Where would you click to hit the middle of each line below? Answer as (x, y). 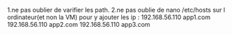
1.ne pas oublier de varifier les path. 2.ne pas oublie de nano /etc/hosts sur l (116, 10)
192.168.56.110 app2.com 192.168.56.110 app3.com (79, 24)
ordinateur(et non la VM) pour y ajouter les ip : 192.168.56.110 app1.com (109, 17)
